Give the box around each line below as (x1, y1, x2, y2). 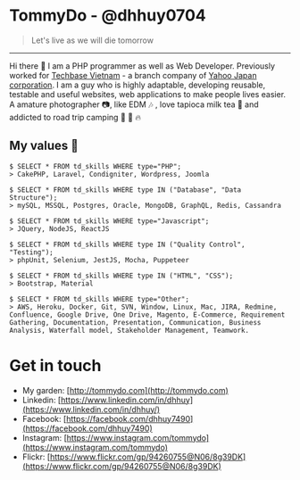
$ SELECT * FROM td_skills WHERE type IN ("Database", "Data (9, 185, 242, 194)
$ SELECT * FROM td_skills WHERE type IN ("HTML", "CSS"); (9, 271, 234, 280)
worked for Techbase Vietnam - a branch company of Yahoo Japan (9, 70, 257, 80)
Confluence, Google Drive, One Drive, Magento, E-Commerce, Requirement (9, 310, 286, 319)
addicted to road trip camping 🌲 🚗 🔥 (9, 112, 141, 122)
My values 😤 (9, 138, 79, 153)
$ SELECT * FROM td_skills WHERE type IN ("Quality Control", (9, 240, 246, 249)
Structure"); (9, 193, 58, 202)
